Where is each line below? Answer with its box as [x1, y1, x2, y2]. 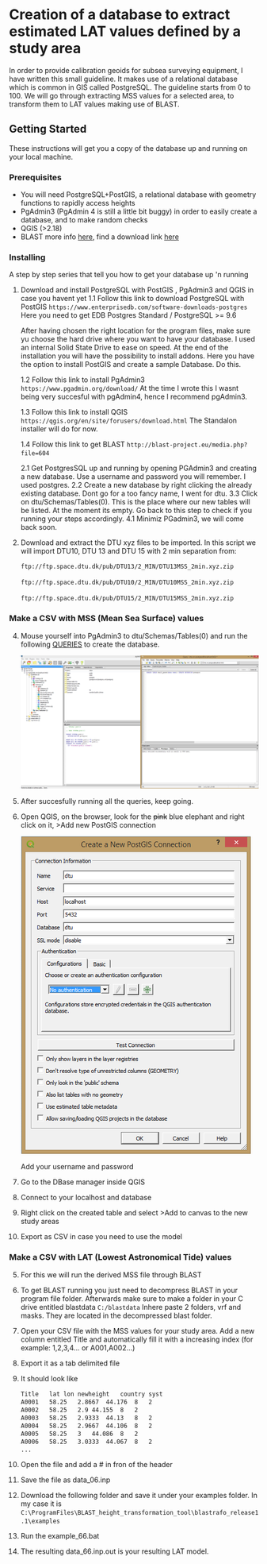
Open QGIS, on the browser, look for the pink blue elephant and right [20, 812, 245, 821]
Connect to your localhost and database [20, 1193, 152, 1203]
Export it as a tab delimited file [20, 1358, 120, 1368]
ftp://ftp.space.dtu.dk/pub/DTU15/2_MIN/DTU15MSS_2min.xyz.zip [20, 594, 235, 603]
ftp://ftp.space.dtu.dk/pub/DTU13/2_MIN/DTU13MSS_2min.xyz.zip [20, 562, 235, 571]
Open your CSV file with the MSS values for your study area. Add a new [20, 1326, 255, 1335]
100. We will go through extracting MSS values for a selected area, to [9, 91, 235, 100]
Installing [9, 252, 46, 263]
